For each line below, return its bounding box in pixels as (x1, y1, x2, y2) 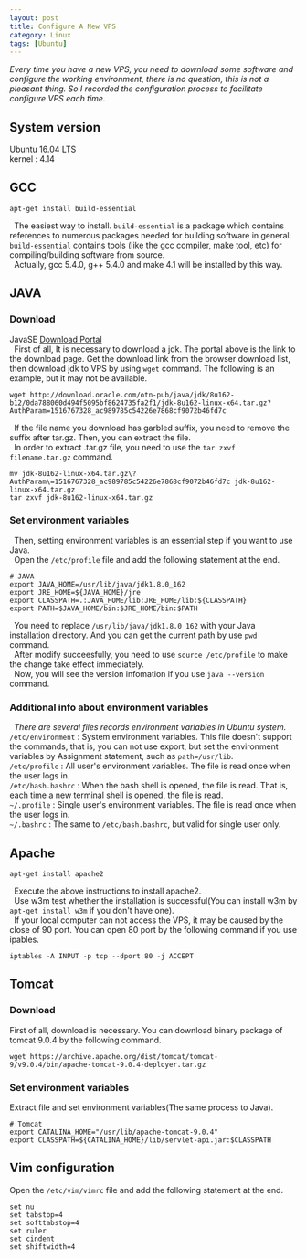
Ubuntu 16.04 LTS (9, 143, 77, 155)
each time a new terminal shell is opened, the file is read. (9, 789, 224, 800)
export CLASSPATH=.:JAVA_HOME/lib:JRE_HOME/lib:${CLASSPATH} (9, 596, 248, 605)
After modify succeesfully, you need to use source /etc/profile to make (13, 649, 288, 660)
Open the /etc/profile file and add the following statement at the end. (13, 554, 280, 565)
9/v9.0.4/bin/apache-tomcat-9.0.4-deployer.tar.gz (9, 1060, 206, 1069)
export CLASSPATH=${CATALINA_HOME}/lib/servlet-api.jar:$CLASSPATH (9, 1135, 272, 1145)
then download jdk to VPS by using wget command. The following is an (9, 363, 275, 374)
